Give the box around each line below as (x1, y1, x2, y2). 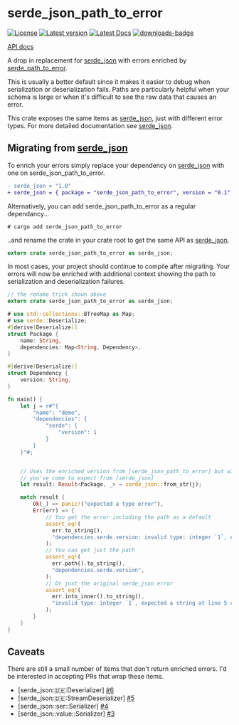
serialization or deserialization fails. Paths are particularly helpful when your (7, 85, 230, 93)
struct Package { (7, 330, 59, 337)
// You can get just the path (45, 546, 135, 554)
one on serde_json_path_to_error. (7, 169, 105, 177)
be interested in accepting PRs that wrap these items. (7, 672, 164, 681)
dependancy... (7, 209, 50, 218)
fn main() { (7, 396, 43, 403)
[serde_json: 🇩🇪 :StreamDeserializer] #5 (17, 694, 135, 702)
